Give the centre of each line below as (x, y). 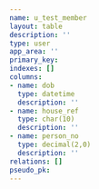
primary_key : (34, 60)
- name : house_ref (44, 111)
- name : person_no (44, 136)
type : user (30, 43)
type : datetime (46, 94)
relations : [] (36, 161)
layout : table (36, 26)
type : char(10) (46, 119)
